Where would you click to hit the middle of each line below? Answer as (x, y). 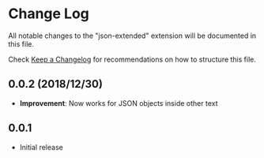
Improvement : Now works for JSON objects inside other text (119, 103)
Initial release (41, 147)
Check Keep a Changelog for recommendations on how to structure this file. (132, 59)
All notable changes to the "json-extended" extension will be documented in (132, 36)
